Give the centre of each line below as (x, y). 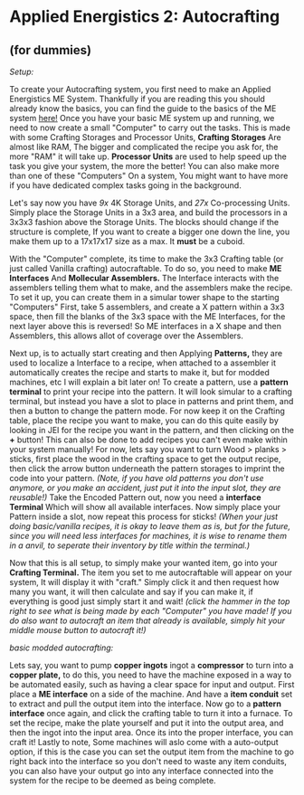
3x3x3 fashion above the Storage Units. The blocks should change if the (144, 222)
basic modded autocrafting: (62, 648)
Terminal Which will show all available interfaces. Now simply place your (145, 507)
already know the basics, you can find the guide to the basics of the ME (143, 109)
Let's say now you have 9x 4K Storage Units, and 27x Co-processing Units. (150, 203)
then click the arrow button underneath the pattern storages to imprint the (147, 468)
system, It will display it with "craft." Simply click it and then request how (144, 582)
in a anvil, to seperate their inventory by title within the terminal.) (130, 545)
